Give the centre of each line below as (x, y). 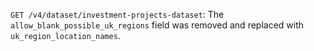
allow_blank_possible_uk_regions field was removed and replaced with (157, 25)
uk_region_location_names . (65, 35)
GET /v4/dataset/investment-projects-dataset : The (117, 14)
